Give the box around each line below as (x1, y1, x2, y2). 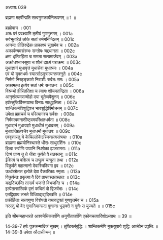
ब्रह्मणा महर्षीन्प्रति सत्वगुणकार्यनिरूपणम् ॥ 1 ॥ (5, 15, 76, 20)
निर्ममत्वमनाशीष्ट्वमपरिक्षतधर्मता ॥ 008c (5, 117, 70, 123)
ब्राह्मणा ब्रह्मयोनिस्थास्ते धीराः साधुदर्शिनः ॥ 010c (5, 140, 82, 146)
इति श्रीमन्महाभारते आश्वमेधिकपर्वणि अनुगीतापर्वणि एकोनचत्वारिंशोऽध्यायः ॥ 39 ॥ (5, 213, 132, 219)
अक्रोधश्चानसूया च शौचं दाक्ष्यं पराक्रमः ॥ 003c (5, 59, 81, 65)
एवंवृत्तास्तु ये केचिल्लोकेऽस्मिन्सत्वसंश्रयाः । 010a (5, 134, 83, 140)
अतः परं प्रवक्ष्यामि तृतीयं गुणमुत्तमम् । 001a (5, 31, 73, 36)
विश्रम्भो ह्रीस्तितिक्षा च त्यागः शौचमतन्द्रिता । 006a (5, 88, 84, 94)
